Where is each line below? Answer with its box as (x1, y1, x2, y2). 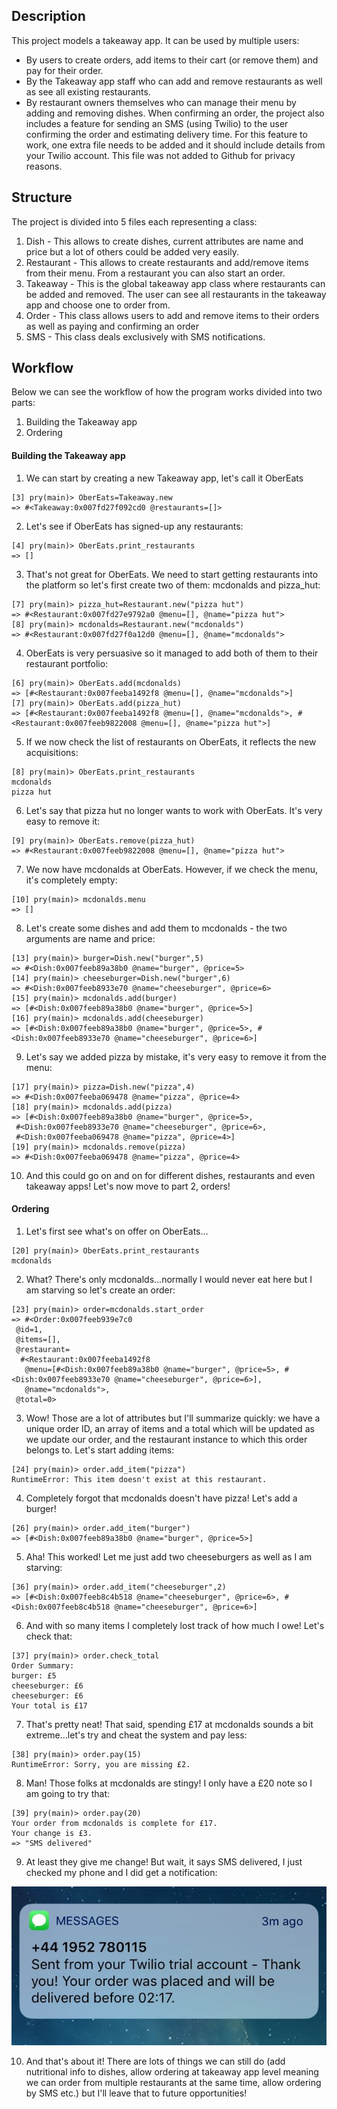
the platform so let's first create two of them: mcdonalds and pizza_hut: (25, 579, 321, 591)
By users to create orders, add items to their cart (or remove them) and (25, 54, 319, 66)
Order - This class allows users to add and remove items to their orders (25, 309, 320, 321)
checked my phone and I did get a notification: (25, 1866, 218, 1878)
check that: (25, 1630, 73, 1642)
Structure (11, 189, 73, 206)
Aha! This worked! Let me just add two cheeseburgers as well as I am (25, 1550, 313, 1563)
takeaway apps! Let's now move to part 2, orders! (25, 1180, 231, 1192)
